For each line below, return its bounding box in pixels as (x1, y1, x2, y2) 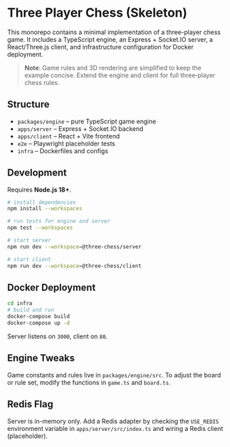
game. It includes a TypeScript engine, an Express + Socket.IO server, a (7, 35, 213, 43)
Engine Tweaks (7, 352, 75, 364)
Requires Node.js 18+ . (7, 185, 72, 194)
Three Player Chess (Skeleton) (7, 5, 187, 21)
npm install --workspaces (7, 205, 82, 212)
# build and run (7, 306, 54, 314)
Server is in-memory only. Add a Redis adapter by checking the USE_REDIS (7, 416, 220, 425)
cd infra (7, 300, 33, 307)
